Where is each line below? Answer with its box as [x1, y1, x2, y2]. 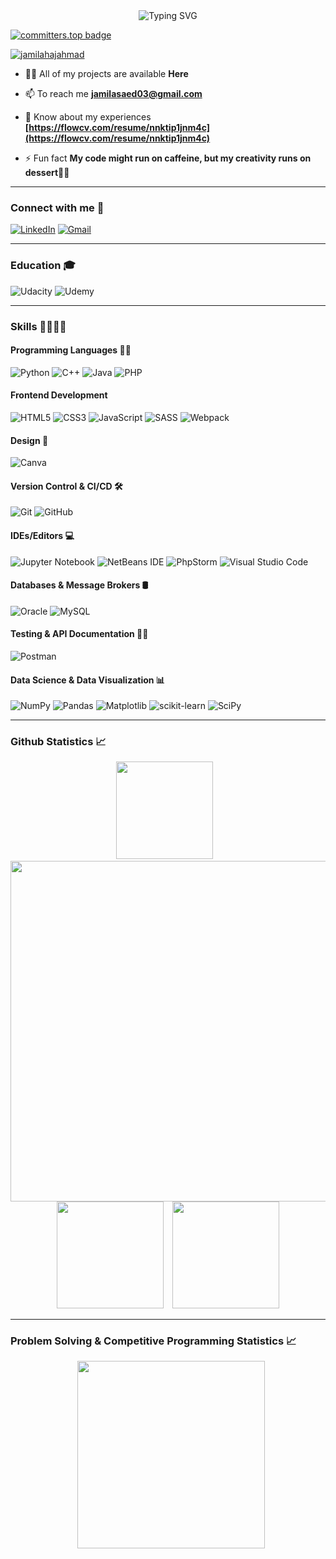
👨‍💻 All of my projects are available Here [24, 68, 189, 79]
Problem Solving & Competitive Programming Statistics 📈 [10, 1334, 297, 1348]
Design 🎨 [10, 434, 49, 446]
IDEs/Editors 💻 [10, 529, 75, 541]
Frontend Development [10, 389, 108, 401]
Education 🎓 [10, 259, 76, 273]
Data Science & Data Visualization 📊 [10, 674, 165, 686]
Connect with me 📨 [10, 200, 105, 214]
